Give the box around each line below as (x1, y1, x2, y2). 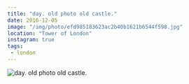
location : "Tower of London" (7, 29, 92, 37)
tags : (7, 43, 23, 50)
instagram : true (7, 36, 55, 43)
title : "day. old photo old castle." (7, 10, 118, 17)
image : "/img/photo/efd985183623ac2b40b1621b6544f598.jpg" (7, 23, 183, 30)
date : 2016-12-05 (7, 17, 58, 24)
